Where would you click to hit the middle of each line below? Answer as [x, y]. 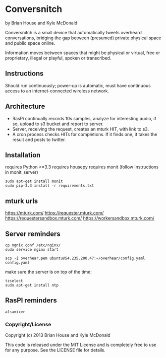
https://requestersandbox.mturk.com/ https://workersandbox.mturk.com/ [80, 218]
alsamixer [15, 312]
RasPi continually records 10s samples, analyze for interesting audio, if [84, 118]
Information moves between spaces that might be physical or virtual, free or [83, 53]
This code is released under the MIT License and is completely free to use [81, 345]
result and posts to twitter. [39, 140]
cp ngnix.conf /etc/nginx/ [33, 245]
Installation [23, 155]
